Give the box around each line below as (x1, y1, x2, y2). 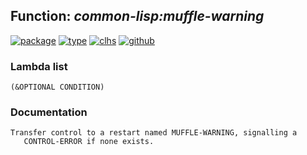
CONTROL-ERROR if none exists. (23, 137, 155, 147)
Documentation (10, 105, 88, 119)
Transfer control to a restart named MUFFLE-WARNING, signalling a (10, 128, 298, 138)
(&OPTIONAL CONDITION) (10, 82, 105, 93)
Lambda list (10, 59, 68, 73)
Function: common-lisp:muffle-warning (10, 8, 265, 25)
